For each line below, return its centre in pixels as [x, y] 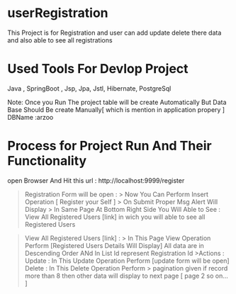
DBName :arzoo [30, 117]
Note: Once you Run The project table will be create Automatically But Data [117, 102]
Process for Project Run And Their [109, 146]
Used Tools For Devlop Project [98, 69]
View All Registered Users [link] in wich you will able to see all [115, 217]
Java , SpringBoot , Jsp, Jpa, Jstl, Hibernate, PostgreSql [89, 88]
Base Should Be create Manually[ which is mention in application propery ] [116, 109]
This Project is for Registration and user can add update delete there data [114, 33]
